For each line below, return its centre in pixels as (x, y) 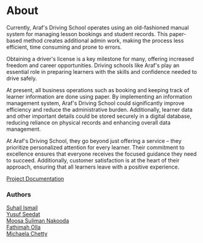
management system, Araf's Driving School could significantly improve (95, 103)
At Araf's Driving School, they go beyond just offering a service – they (94, 140)
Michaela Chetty (27, 234)
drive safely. (22, 78)
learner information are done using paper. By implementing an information (99, 96)
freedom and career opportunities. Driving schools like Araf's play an (93, 65)
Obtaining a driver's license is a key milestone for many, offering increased (100, 59)
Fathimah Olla (23, 227)
